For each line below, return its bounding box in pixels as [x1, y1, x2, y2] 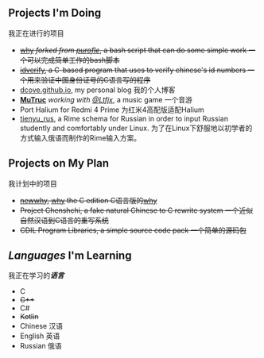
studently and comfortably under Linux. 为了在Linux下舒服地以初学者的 [19, 123, 253, 133]
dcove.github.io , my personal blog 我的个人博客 [19, 85, 176, 94]
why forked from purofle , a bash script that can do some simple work [19, 45, 247, 55]
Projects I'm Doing [8, 6, 102, 20]
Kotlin [19, 312, 39, 321]
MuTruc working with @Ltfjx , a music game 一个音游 [19, 94, 193, 104]
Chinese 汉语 [19, 321, 64, 331]
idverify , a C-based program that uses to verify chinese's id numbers [19, 65, 247, 75]
